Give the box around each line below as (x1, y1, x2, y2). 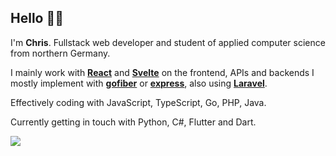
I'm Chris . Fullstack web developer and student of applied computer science (10, 36, 326, 48)
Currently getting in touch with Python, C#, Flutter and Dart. (10, 116, 257, 128)
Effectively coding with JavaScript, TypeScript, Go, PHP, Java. (10, 96, 267, 108)
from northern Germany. (10, 47, 111, 59)
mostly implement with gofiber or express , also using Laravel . (10, 77, 268, 89)
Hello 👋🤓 (10, 10, 64, 27)
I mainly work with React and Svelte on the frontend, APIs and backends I (10, 66, 315, 78)
